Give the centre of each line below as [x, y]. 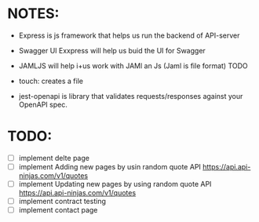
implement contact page [58, 210]
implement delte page [54, 158]
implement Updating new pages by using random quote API [115, 184]
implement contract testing [62, 202]
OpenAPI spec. [43, 104]
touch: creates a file [51, 81]
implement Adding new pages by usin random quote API [110, 166]
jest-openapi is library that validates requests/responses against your [131, 96]
